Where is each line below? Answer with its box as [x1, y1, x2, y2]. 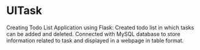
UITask [6, 4, 43, 18]
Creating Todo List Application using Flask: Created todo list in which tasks [6, 24, 195, 31]
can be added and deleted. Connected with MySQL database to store [6, 30, 181, 37]
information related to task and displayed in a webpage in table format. [6, 37, 184, 44]
